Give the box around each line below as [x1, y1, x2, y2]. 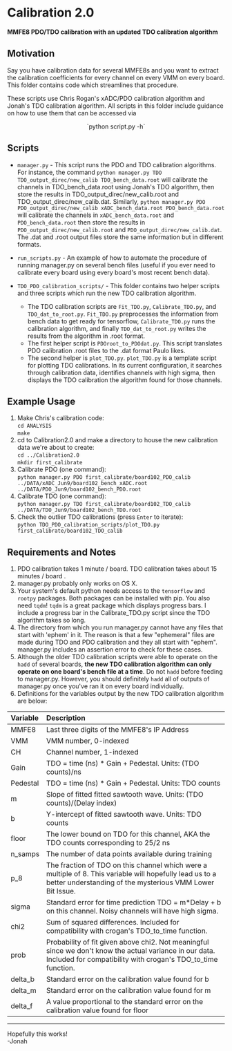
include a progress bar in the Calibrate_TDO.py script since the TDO [17, 609, 211, 617]
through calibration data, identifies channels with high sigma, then [27, 368, 215, 377]
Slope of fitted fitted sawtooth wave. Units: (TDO [46, 790, 204, 799]
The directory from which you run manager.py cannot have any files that [17, 623, 223, 632]
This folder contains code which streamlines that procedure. [7, 81, 179, 89]
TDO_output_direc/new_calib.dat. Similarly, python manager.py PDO [17, 197, 206, 205]
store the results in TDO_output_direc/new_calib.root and [17, 190, 180, 198]
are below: [17, 697, 48, 706]
